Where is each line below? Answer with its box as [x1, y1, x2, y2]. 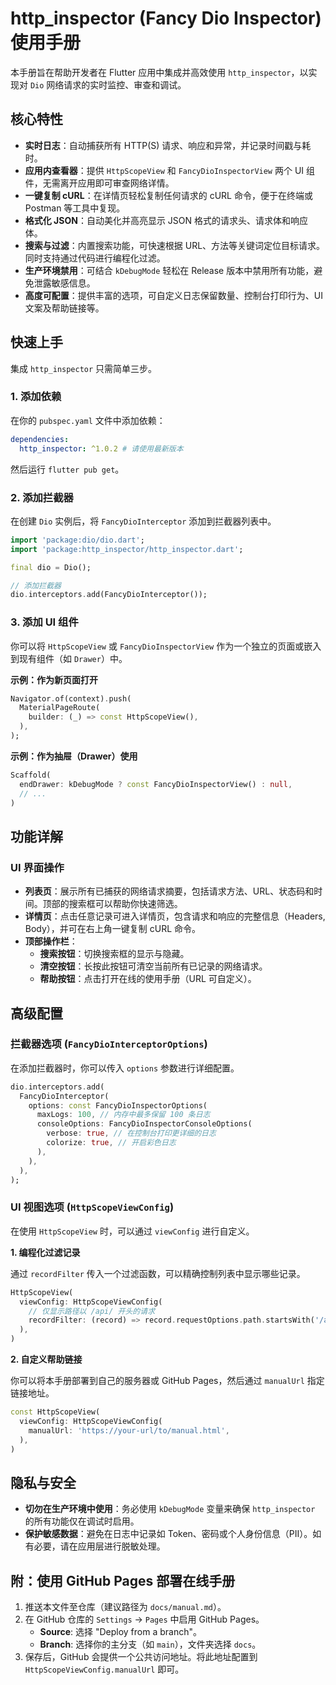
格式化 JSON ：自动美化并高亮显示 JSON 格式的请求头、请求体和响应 [24, 214, 309, 226]
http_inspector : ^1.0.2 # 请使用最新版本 [19, 443, 184, 454]
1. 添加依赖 [10, 390, 62, 404]
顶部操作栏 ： [24, 935, 78, 947]
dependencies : [10, 434, 70, 444]
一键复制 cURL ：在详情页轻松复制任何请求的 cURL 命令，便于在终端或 [24, 189, 313, 201]
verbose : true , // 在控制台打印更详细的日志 [46, 1128, 217, 1139]
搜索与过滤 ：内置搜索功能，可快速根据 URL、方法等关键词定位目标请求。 [24, 239, 326, 251]
